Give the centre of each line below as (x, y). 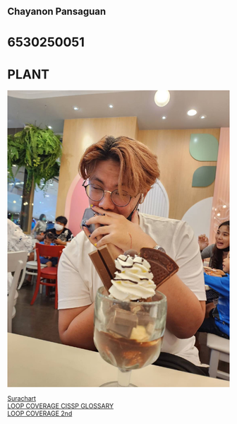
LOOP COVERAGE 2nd (40, 413)
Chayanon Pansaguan (57, 12)
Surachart (22, 398)
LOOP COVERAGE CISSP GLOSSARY (61, 406)
